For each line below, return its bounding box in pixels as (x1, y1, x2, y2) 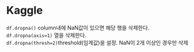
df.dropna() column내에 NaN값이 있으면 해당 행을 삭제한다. (6, 24, 150, 31)
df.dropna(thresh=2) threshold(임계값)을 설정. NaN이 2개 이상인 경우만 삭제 (6, 39, 189, 46)
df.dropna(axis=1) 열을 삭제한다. (6, 31, 87, 39)
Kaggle (6, 4, 44, 17)
